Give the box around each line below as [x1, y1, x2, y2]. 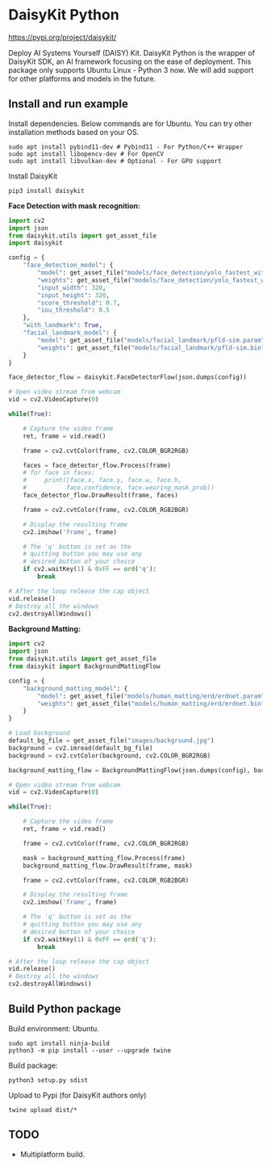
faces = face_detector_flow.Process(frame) [23, 461, 172, 469]
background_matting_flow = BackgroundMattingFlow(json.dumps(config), [8, 766, 251, 775]
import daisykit [8, 239, 63, 247]
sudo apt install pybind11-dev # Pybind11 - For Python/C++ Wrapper [8, 143, 244, 151]
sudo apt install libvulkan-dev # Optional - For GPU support [8, 157, 222, 165]
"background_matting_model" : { [23, 684, 128, 692]
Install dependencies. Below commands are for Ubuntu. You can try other [8, 119, 252, 128]
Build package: [8, 1060, 58, 1070]
